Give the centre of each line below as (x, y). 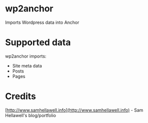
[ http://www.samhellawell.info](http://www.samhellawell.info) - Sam (74, 110)
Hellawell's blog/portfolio (30, 115)
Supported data (38, 42)
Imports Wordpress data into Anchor (42, 22)
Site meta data (27, 65)
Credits (21, 96)
